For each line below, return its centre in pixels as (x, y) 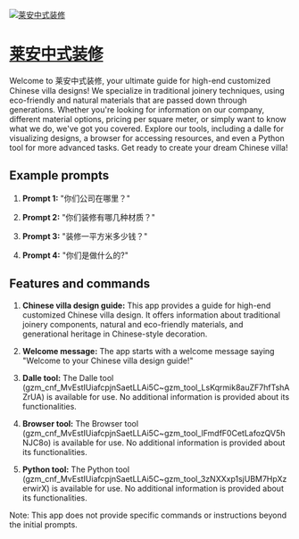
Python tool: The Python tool (76, 469)
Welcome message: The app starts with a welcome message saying (148, 351)
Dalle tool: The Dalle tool (68, 377)
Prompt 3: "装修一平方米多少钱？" (85, 236)
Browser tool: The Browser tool (80, 423)
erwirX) (36, 488)
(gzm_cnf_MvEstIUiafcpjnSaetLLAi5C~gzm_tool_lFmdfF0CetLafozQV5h (154, 433)
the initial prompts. (43, 524)
